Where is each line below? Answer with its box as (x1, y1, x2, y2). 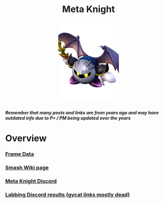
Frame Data (5, 151, 34, 158)
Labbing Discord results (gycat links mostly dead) (5, 191, 130, 198)
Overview (5, 132, 47, 144)
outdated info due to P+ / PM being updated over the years (5, 115, 131, 121)
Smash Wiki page (5, 164, 49, 171)
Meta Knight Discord (5, 178, 57, 185)
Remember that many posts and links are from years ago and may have (5, 110, 159, 116)
